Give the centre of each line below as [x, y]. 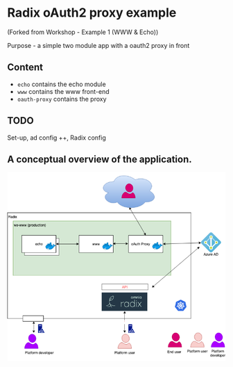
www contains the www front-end [63, 91]
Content [25, 67]
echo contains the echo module [61, 84]
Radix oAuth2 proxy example [92, 13]
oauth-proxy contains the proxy [62, 99]
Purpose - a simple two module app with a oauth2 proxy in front [98, 45]
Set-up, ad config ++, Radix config [57, 138]
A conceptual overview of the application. [100, 159]
